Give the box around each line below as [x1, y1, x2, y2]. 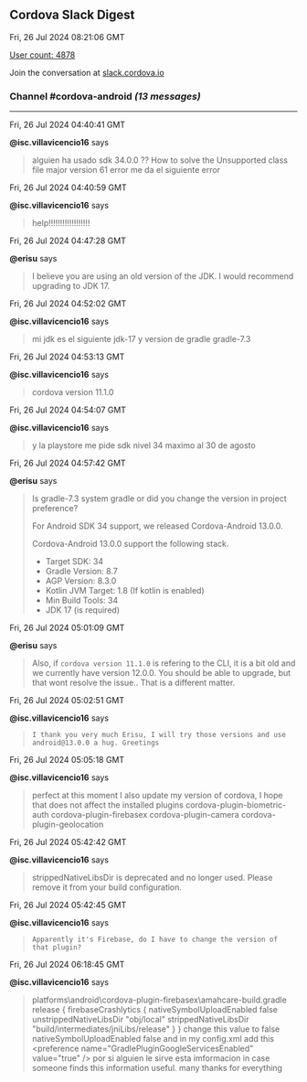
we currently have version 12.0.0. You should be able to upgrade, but [31, 668, 291, 679]
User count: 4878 [9, 49, 76, 60]
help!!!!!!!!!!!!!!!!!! [31, 218, 90, 229]
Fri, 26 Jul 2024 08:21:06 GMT [9, 31, 125, 42]
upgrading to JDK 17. [31, 281, 111, 292]
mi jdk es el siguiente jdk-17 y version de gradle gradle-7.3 [31, 334, 251, 345]
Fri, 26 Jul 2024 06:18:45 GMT [9, 959, 125, 970]
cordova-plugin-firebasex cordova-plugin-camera [50, 809, 239, 820]
